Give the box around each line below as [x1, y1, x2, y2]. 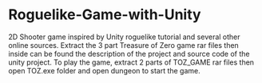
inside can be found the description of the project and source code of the [8, 49, 250, 58]
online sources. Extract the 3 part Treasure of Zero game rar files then [8, 40, 240, 49]
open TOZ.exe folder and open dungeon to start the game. [8, 65, 201, 75]
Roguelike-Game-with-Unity [8, 6, 201, 24]
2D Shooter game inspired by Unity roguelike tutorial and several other [8, 32, 241, 41]
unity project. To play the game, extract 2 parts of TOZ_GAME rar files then [8, 57, 254, 67]
